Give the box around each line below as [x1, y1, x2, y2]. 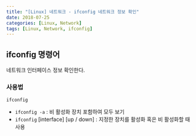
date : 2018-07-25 [6, 14, 50, 20]
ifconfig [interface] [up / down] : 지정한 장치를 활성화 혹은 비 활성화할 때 [14, 116, 191, 123]
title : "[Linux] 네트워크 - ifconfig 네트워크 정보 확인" [6, 8, 139, 15]
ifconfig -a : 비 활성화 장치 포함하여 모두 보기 [14, 108, 125, 116]
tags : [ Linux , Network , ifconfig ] [6, 25, 93, 32]
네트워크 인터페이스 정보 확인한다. [6, 67, 85, 74]
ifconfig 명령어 [6, 49, 60, 60]
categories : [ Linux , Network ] [6, 20, 82, 26]
